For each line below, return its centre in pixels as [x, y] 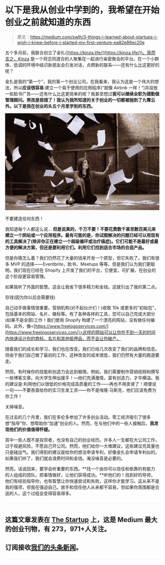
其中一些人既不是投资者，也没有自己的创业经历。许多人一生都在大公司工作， [82, 440]
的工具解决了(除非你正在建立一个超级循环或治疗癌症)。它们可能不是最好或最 [82, 241]
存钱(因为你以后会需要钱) [30, 297]
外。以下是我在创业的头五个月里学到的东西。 [50, 106]
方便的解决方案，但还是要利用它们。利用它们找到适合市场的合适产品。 [76, 247]
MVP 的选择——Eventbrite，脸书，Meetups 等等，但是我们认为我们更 [81, 264]
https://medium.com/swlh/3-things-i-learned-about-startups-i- [94, 37]
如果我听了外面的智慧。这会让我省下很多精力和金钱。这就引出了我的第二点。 [82, 287]
